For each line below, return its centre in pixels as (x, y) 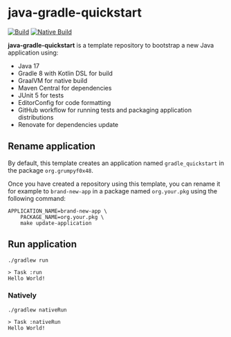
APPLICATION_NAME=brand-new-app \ (58, 211)
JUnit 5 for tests (41, 95)
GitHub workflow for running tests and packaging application (105, 110)
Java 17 (29, 66)
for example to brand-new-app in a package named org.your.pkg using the (112, 191)
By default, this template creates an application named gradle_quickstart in (116, 163)
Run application (43, 244)
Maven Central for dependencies (65, 88)
